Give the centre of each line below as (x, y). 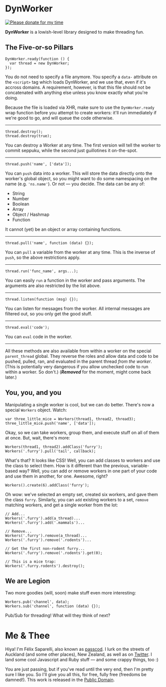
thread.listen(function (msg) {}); (42, 299)
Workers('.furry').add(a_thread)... (43, 518)
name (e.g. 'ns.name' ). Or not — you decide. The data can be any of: (75, 184)
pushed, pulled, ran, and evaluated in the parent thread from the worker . (79, 361)
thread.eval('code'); (27, 327)
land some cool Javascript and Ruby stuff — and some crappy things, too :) (82, 660)
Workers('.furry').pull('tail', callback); (51, 451)
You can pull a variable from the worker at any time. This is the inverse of (80, 252)
